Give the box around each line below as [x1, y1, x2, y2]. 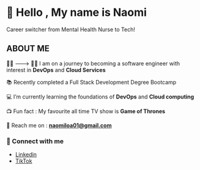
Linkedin [15, 151, 37, 158]
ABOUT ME [6, 43, 50, 54]
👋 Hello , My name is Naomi [6, 6, 147, 20]
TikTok [15, 157, 32, 164]
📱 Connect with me [6, 137, 64, 146]
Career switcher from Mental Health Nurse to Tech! [6, 26, 136, 33]
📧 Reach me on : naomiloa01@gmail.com [6, 122, 112, 129]
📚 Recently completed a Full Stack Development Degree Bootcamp [6, 78, 177, 86]
